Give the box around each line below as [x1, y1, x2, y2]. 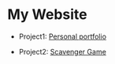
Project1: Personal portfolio [18, 32, 107, 41]
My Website [7, 6, 87, 24]
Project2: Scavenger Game [18, 47, 107, 56]
